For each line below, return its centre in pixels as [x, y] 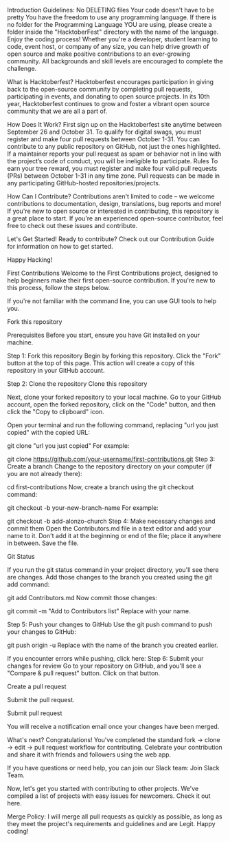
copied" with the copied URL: [49, 432]
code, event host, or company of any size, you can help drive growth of [108, 47]
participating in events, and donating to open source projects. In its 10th [108, 96]
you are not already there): [45, 474]
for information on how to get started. [60, 246]
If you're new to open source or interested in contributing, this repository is [113, 211]
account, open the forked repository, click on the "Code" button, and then [112, 404]
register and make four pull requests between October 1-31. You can [104, 139]
